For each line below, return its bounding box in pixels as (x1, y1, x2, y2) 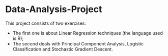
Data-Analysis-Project (5, 4, 102, 15)
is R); (12, 35, 24, 41)
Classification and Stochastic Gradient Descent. (12, 46, 113, 52)
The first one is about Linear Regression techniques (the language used (12, 30, 163, 36)
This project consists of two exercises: (5, 20, 87, 26)
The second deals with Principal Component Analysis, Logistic (12, 40, 144, 46)
